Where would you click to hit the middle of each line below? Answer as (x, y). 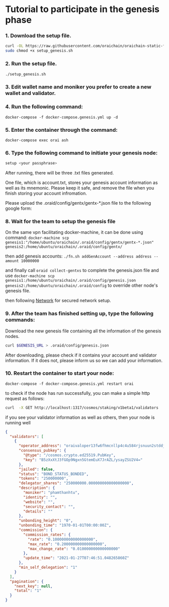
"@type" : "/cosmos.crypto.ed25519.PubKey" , (69, 455)
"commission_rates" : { (47, 535)
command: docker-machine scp (37, 238)
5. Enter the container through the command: (61, 130)
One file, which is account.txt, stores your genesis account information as (81, 183)
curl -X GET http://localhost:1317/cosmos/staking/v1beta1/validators (82, 408)
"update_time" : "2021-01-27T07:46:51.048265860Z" (76, 558)
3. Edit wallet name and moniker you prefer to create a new (78, 87)
